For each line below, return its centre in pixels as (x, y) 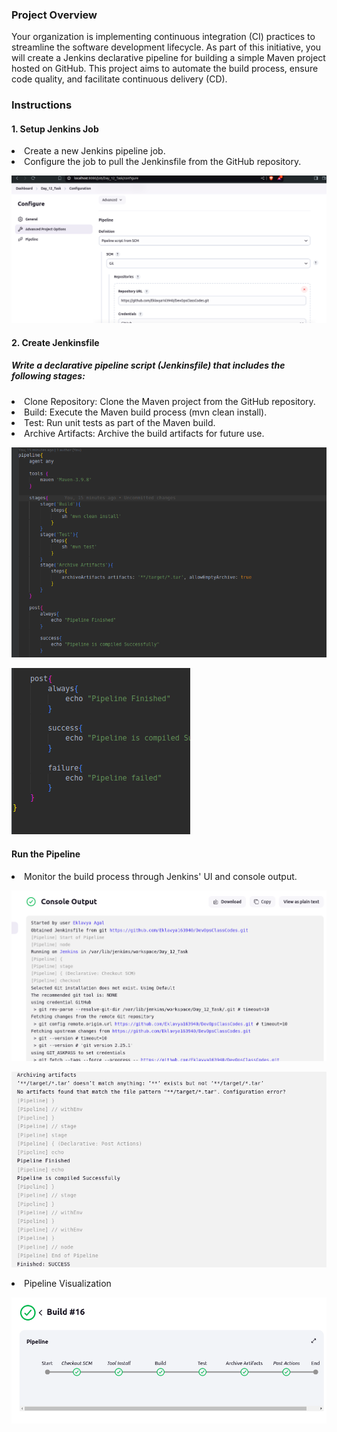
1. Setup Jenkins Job (55, 129)
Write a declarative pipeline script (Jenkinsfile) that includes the (148, 365)
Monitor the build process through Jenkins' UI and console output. (161, 876)
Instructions (42, 105)
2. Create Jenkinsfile (55, 342)
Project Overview (54, 15)
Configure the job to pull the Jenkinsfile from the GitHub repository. (163, 162)
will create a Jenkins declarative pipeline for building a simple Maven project (168, 58)
